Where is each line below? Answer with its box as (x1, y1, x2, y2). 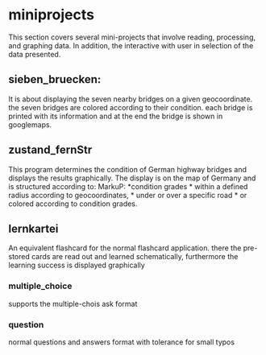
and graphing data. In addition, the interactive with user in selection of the (8, 40, 254, 50)
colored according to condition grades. (8, 199, 138, 208)
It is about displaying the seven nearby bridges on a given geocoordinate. (8, 94, 253, 104)
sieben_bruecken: (8, 72, 102, 86)
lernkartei (8, 221, 59, 235)
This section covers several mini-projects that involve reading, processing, (8, 32, 256, 42)
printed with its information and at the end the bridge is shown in (8, 111, 223, 121)
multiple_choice (8, 280, 73, 291)
